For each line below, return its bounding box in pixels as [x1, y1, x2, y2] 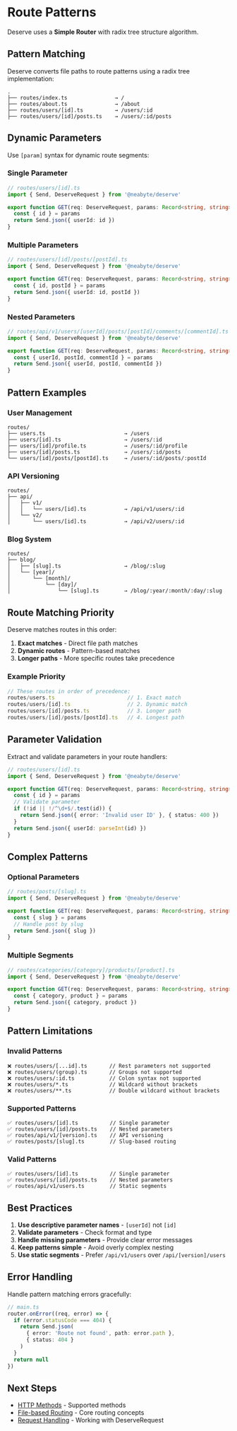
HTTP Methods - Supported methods [17, 1401, 126, 1410]
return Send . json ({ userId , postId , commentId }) [13, 360, 162, 367]
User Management [7, 408, 73, 418]
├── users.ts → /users [7, 430, 150, 437]
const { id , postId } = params [13, 282, 106, 290]
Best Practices [7, 1202, 73, 1214]
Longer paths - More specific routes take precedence [17, 654, 175, 663]
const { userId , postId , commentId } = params [13, 354, 153, 361]
